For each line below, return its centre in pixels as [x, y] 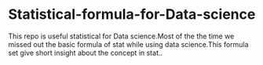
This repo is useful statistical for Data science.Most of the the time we [121, 36]
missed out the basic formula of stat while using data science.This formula [128, 44]
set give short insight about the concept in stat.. [86, 52]
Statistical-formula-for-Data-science [132, 14]
